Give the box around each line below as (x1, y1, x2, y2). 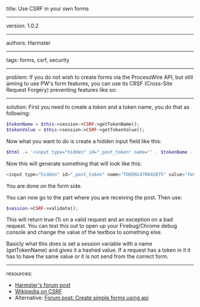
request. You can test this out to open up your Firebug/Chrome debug (6, 222, 177, 230)
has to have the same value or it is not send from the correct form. (6, 253, 168, 260)
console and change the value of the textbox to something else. (6, 229, 162, 236)
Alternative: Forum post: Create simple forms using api (14, 294, 149, 302)
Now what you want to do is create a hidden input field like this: (6, 137, 162, 145)
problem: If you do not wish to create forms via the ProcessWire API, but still (6, 74, 193, 80)
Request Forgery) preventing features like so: (6, 86, 117, 93)
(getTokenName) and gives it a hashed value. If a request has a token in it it (6, 247, 191, 254)
